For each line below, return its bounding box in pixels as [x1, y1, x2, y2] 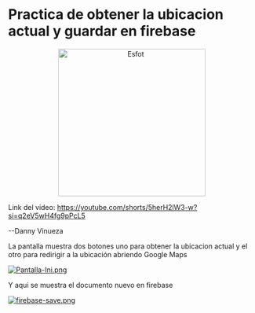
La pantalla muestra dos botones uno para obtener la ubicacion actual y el [8, 241, 248, 251]
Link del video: [8, 202, 56, 212]
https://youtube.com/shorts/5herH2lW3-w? [56, 202, 198, 212]
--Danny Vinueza [8, 226, 64, 235]
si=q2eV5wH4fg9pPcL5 [8, 211, 86, 220]
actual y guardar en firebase [8, 22, 196, 40]
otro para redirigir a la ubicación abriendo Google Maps [8, 249, 188, 259]
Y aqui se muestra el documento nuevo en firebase [8, 280, 173, 289]
